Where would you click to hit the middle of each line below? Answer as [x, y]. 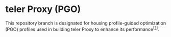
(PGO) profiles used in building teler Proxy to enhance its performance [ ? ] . [82, 28]
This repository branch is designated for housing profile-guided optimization [86, 23]
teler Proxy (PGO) [43, 9]
